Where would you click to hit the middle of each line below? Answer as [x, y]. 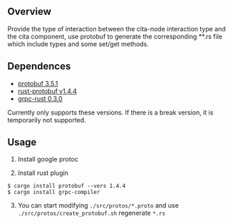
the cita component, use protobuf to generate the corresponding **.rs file [115, 36]
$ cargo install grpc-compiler [54, 192]
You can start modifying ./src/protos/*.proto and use [98, 206]
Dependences [39, 66]
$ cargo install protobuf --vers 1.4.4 [67, 186]
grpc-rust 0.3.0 [40, 98]
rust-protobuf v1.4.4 [47, 91]
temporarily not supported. [47, 119]
